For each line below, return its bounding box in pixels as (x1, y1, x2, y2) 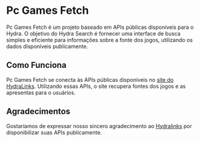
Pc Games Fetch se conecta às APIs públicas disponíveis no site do (6, 76, 173, 83)
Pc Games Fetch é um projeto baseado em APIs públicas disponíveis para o (6, 23, 194, 31)
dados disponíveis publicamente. (6, 43, 89, 50)
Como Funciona (6, 60, 67, 70)
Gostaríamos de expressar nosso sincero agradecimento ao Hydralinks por (6, 122, 192, 129)
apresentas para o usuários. (6, 88, 76, 96)
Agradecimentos (6, 106, 70, 117)
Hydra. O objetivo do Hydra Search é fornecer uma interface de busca (6, 29, 181, 37)
